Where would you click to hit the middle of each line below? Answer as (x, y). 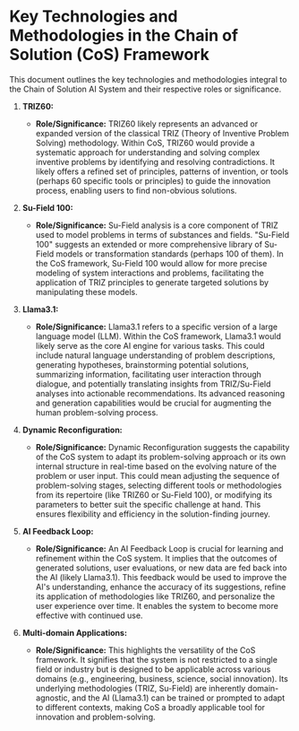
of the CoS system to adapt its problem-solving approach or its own (161, 457)
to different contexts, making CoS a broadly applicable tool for (150, 707)
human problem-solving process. (97, 412)
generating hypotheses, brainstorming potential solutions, (142, 364)
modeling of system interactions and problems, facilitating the (149, 273)
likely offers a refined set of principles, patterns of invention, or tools (162, 171)
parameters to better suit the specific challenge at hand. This (148, 504)
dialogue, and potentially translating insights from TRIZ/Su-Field (153, 384)
